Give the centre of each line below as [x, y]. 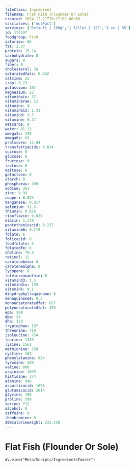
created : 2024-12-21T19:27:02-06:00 [42, 19]
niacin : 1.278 [20, 221]
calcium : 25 [17, 78]
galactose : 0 [18, 175]
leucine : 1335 [20, 340]
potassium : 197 [21, 88]
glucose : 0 [16, 156]
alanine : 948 [18, 381]
